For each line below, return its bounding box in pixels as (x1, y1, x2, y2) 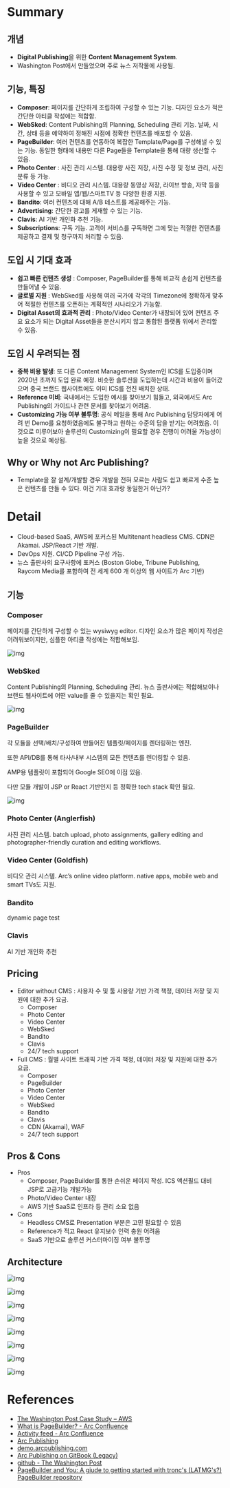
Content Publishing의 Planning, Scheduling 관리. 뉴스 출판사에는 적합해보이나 (7, 683, 220, 691)
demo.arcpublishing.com (16, 1444, 88, 1452)
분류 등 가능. (16, 172, 51, 180)
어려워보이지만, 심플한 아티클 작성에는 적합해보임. (7, 635, 139, 643)
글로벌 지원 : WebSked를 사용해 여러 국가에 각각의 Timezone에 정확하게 (16, 291, 211, 300)
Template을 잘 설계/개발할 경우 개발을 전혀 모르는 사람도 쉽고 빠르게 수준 (16, 476, 212, 484)
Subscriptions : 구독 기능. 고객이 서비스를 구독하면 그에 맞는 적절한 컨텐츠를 (16, 223, 221, 231)
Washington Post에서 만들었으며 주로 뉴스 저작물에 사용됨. (16, 61, 175, 70)
